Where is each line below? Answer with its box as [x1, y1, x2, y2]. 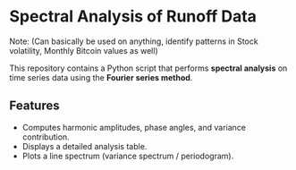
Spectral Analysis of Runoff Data [9, 6, 258, 27]
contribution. [21, 132, 70, 142]
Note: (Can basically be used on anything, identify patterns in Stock [9, 36, 258, 47]
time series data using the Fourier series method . [9, 72, 193, 82]
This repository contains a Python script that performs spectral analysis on [9, 63, 288, 73]
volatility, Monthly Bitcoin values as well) [9, 45, 158, 55]
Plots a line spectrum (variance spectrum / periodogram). [21, 150, 234, 161]
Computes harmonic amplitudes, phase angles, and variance [21, 122, 247, 132]
